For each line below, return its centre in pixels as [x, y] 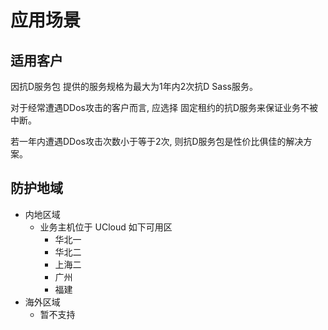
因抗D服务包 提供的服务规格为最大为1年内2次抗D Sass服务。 [134, 86]
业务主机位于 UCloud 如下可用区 [106, 227]
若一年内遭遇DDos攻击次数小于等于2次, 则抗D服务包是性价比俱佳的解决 [157, 141]
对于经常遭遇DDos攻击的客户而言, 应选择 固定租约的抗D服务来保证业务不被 [164, 107]
